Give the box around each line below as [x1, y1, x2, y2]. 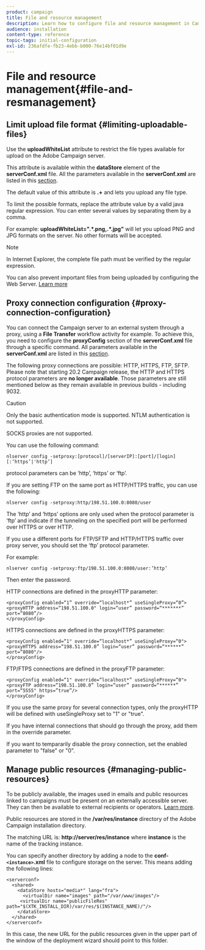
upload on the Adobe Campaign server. [6, 152, 106, 159]
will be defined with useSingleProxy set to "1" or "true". [6, 710, 145, 717]
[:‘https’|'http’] [6, 458, 53, 465]
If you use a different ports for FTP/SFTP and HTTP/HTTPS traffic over [6, 535, 184, 542]
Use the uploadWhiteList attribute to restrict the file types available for [6, 145, 185, 153]
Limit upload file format [6, 120, 97, 130]
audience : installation [6, 26, 67, 32]
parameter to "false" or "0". [6, 746, 75, 754]
